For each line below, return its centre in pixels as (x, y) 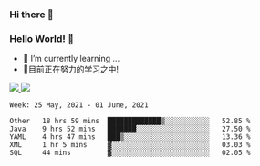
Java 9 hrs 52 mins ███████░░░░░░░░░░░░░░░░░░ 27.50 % (130, 129)
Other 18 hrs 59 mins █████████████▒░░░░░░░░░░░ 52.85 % (130, 122)
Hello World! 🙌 (42, 38)
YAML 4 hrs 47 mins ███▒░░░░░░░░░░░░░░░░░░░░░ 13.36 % (130, 137)
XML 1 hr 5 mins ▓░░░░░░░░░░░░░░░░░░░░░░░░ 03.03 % (130, 145)
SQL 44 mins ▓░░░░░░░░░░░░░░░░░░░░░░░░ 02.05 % (130, 153)
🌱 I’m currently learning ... (71, 59)
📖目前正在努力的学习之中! (71, 69)
